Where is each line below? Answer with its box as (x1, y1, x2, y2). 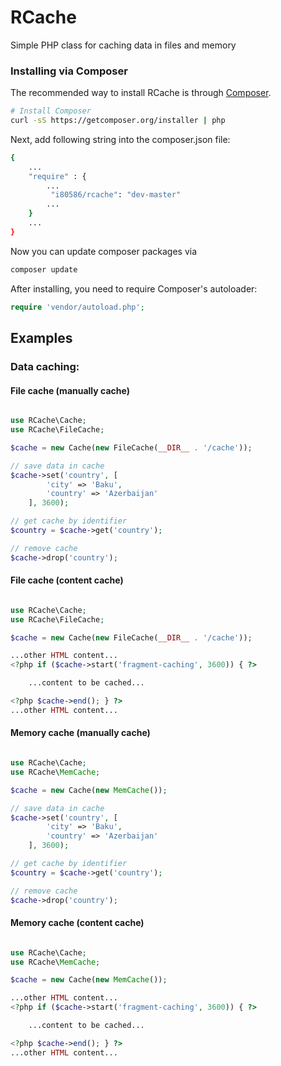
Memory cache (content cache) (10, 917, 145, 929)
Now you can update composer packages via (10, 245, 198, 257)
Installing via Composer (10, 64, 128, 78)
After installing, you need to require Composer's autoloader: (10, 282, 258, 295)
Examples (10, 330, 73, 346)
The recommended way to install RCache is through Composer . (10, 87, 272, 99)
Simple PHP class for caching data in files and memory (10, 39, 237, 51)
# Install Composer (10, 106, 92, 116)
